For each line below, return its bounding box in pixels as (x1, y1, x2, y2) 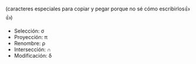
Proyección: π (13, 34, 48, 40)
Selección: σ (13, 27, 45, 34)
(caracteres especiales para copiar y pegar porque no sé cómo (5, 5, 158, 12)
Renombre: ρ (13, 40, 46, 47)
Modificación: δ (13, 52, 52, 59)
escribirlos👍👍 (158, 5, 190, 12)
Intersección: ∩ (13, 46, 51, 53)
